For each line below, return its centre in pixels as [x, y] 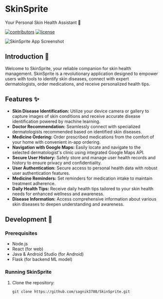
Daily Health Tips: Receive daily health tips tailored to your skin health [83, 188]
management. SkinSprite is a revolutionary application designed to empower [81, 74]
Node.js [20, 244]
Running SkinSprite [28, 272]
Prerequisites [21, 233]
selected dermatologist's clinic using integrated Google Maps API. [78, 152]
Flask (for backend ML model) [42, 260]
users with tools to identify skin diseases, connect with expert [67, 78]
